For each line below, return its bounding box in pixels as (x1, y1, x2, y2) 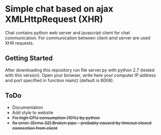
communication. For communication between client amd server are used (5, 35, 151, 41)
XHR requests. (5, 40, 34, 46)
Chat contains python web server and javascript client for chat (5, 30, 130, 35)
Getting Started (5, 54, 53, 63)
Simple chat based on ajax (5, 3, 113, 15)
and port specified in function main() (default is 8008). (5, 77, 114, 83)
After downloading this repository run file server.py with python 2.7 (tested (5, 67, 155, 73)
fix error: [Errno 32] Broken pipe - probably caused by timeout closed (12, 120, 152, 126)
